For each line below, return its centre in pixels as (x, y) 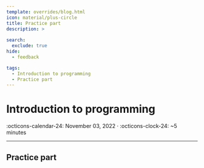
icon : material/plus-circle (42, 18)
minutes (16, 133)
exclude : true (29, 46)
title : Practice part (34, 23)
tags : (13, 68)
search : (16, 40)
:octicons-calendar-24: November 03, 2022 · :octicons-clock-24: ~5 (92, 126)
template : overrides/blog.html (46, 12)
